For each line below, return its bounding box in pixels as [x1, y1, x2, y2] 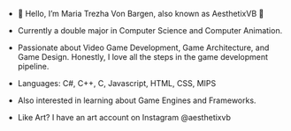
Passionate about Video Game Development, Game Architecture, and [17, 42, 270, 53]
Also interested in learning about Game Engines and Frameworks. [17, 95, 257, 106]
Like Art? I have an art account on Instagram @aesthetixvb [17, 113, 232, 122]
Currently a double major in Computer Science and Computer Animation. [17, 25, 283, 35]
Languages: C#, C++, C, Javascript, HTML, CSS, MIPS [17, 78, 217, 88]
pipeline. [17, 62, 50, 71]
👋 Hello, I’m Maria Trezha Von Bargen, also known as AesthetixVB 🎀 [17, 9, 264, 18]
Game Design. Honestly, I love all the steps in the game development [17, 52, 268, 62]
